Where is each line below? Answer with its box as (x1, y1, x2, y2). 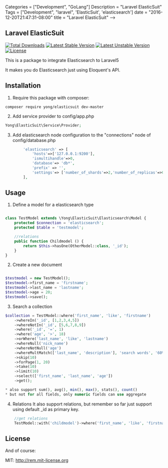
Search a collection (12, 303, 52, 309)
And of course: (5, 447, 36, 453)
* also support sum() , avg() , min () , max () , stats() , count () (5, 387, 137, 392)
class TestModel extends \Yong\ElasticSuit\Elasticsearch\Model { (5, 216, 146, 221)
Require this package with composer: (12, 94, 89, 100)
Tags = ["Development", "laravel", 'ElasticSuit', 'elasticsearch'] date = (5, 9, 148, 15)
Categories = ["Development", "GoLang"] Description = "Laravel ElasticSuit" (5, 4, 162, 9)
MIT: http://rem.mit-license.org (5, 457, 68, 463)
